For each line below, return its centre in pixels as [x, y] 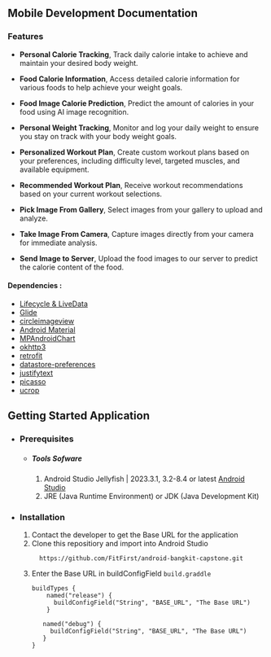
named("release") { [80, 596]
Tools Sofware [57, 458]
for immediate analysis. [59, 243]
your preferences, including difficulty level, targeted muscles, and [130, 160]
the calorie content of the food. [72, 267]
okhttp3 [33, 347]
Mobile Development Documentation [103, 13]
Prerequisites [46, 439]
